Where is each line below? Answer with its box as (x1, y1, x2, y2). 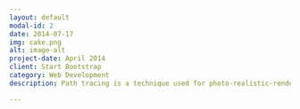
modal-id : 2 (9, 21, 54, 30)
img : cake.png (9, 37, 62, 47)
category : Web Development (9, 71, 110, 80)
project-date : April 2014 (9, 54, 105, 63)
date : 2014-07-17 (9, 29, 74, 38)
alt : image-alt (9, 46, 66, 55)
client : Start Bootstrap (9, 63, 102, 72)
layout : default (9, 12, 70, 22)
